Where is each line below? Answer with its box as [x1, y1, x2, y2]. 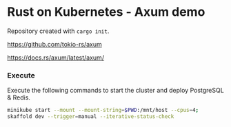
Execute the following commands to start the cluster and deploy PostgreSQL [7, 86, 224, 95]
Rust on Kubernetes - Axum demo [7, 4, 205, 20]
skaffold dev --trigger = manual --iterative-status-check [7, 113, 174, 120]
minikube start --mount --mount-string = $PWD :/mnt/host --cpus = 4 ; [7, 107, 199, 114]
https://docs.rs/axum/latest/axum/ [7, 53, 105, 62]
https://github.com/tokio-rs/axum [7, 40, 102, 48]
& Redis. [7, 93, 31, 102]
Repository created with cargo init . [7, 27, 110, 35]
